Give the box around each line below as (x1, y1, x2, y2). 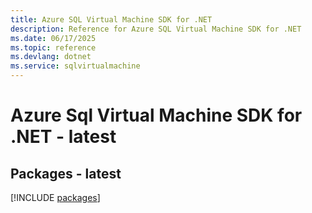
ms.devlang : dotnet (10, 52, 92, 62)
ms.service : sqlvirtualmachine (10, 61, 141, 71)
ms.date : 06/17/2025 (10, 33, 97, 43)
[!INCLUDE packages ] (10, 192, 101, 203)
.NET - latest (10, 126, 117, 148)
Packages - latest (10, 165, 122, 182)
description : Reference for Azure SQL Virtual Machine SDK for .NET (10, 24, 302, 34)
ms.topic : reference (10, 42, 97, 53)
